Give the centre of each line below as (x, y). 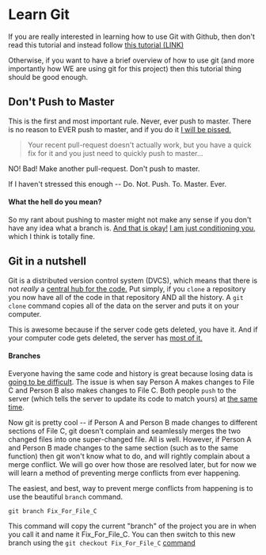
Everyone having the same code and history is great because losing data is (131, 373)
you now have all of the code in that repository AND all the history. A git (126, 297)
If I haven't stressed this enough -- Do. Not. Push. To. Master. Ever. (118, 184)
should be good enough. (48, 77)
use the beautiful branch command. (66, 496)
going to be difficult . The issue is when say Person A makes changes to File (131, 382)
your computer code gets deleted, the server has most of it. (106, 337)
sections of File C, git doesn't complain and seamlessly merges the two (125, 431)
